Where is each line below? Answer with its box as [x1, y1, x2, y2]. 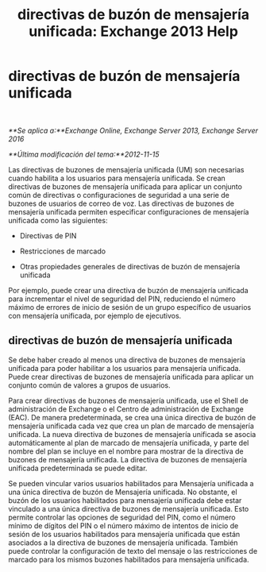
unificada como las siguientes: [8, 215, 108, 225]
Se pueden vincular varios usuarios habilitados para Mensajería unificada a [8, 478, 254, 488]
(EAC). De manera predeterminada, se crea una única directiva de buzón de [8, 412, 256, 422]
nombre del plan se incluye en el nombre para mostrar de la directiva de [8, 446, 244, 456]
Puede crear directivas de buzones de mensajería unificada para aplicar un [8, 372, 254, 381]
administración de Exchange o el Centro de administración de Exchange [8, 404, 244, 414]
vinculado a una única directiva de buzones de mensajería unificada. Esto [8, 504, 249, 513]
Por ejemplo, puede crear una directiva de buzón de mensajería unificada [8, 285, 249, 295]
